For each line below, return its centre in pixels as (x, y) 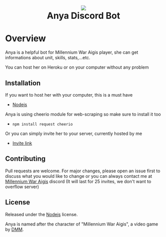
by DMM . (14, 229)
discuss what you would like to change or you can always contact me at (79, 176)
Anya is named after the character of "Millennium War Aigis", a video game (82, 224)
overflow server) (22, 187)
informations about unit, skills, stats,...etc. (48, 58)
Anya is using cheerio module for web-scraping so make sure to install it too (83, 114)
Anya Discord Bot (83, 16)
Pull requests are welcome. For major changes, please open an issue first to (83, 171)
